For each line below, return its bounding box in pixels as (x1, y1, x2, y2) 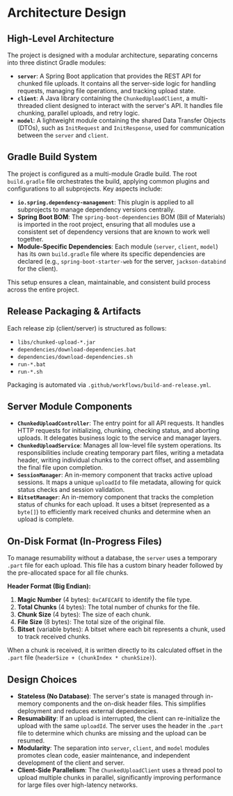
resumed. (17, 736, 45, 745)
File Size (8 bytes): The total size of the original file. (17, 618, 166, 626)
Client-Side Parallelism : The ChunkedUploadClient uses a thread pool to (17, 766, 223, 774)
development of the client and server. (17, 758, 125, 767)
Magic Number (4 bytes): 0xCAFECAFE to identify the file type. (17, 596, 192, 604)
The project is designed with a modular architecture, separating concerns (7, 51, 218, 59)
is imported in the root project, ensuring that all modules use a (17, 220, 196, 228)
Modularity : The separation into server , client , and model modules (17, 744, 210, 752)
